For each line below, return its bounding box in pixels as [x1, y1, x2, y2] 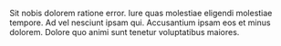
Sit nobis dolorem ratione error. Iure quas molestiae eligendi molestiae [9, 8, 273, 18]
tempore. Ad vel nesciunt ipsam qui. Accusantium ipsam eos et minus [9, 17, 271, 28]
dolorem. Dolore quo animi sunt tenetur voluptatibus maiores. [9, 27, 240, 37]
